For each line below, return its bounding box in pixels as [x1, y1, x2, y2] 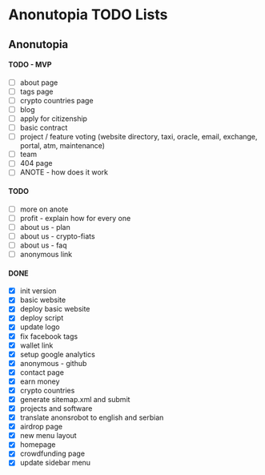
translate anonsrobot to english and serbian [19, 413, 164, 422]
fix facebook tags [19, 331, 78, 341]
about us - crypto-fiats [19, 231, 95, 241]
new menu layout [19, 431, 78, 441]
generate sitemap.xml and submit [19, 394, 130, 404]
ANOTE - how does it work [19, 167, 108, 177]
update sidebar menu [19, 458, 90, 468]
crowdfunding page [19, 449, 86, 458]
